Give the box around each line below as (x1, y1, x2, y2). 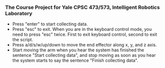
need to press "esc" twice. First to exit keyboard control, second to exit (12, 31, 157, 38)
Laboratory (5, 10, 33, 17)
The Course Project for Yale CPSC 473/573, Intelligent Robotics (5, 4, 160, 11)
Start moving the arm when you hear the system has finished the (12, 47, 144, 53)
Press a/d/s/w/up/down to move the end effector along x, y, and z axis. (12, 42, 157, 48)
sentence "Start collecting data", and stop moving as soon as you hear (12, 52, 156, 58)
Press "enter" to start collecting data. (12, 21, 88, 27)
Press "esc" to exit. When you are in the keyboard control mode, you (12, 26, 152, 32)
